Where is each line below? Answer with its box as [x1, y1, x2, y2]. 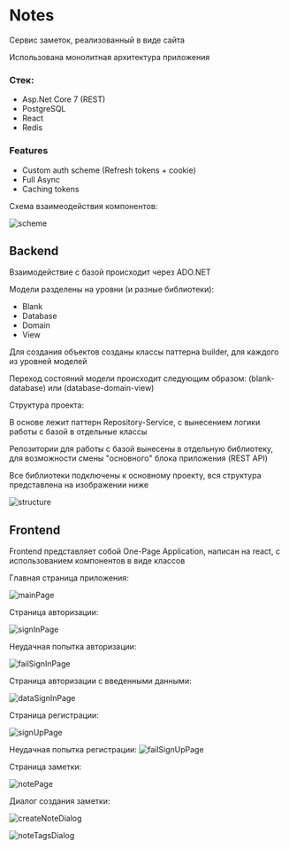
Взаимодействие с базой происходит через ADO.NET [9, 267, 211, 277]
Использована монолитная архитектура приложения [9, 51, 210, 62]
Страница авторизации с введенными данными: [9, 675, 192, 687]
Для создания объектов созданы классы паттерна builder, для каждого [9, 347, 279, 357]
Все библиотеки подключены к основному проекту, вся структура [9, 471, 262, 481]
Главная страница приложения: [9, 572, 130, 583]
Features [9, 144, 49, 157]
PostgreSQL [21, 104, 66, 114]
